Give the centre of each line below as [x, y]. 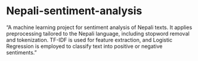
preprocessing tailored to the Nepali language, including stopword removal [98, 33]
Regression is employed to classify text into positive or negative [84, 46]
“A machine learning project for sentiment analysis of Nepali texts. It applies [99, 27]
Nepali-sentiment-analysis [74, 11]
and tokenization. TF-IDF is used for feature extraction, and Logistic [89, 40]
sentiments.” [21, 52]
